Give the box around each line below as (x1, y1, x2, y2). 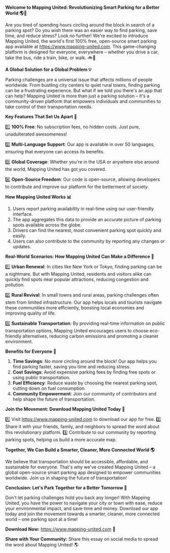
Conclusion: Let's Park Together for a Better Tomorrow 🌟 (5, 485, 127, 491)
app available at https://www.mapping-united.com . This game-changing (5, 43, 156, 49)
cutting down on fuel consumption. (12, 385, 86, 391)
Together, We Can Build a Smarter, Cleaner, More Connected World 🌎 (5, 447, 155, 453)
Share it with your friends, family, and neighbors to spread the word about (5, 424, 160, 430)
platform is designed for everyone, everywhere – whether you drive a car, (5, 49, 159, 55)
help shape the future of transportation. (12, 396, 95, 402)
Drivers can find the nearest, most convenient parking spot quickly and (12, 227, 161, 233)
